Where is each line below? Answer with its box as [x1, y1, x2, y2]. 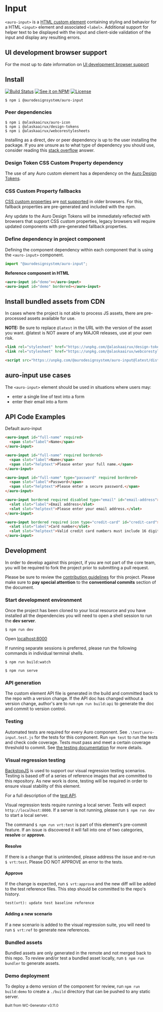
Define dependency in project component [5, 236, 105, 243]
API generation [5, 680, 41, 686]
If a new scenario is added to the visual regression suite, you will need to [5, 922, 150, 928]
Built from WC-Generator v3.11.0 [5, 1003, 59, 1008]
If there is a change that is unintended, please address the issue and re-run [5, 854, 156, 860]
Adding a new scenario [5, 911, 52, 917]
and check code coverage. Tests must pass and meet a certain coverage [5, 739, 151, 745]
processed [5, 315, 27, 321]
